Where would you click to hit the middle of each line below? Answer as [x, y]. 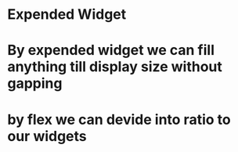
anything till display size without [115, 67]
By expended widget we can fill [111, 51]
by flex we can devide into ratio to [119, 119]
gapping [35, 83]
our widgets [47, 136]
